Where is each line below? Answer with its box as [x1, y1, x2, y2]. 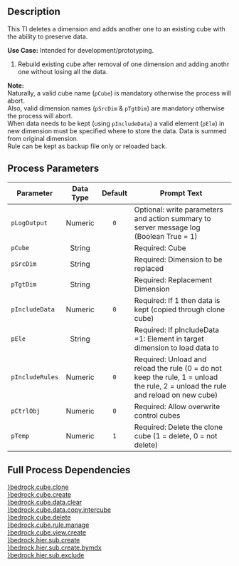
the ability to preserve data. [7, 32, 88, 41]
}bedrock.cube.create [7, 490, 72, 499]
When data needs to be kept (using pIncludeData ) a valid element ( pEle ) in [7, 119, 225, 128]
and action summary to [134, 213, 211, 223]
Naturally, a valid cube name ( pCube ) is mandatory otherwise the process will [7, 88, 231, 97]
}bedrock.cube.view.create [7, 528, 87, 537]
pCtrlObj [11, 406, 41, 415]
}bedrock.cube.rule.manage [7, 520, 90, 530]
